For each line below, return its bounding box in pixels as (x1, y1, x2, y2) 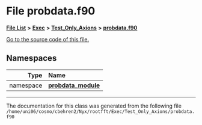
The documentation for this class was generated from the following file (6, 102, 182, 109)
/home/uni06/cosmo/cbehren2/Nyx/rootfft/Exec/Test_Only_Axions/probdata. (6, 108, 195, 115)
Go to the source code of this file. (6, 35, 90, 43)
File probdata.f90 (6, 4, 96, 18)
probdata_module (47, 81, 100, 90)
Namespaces (6, 53, 57, 64)
